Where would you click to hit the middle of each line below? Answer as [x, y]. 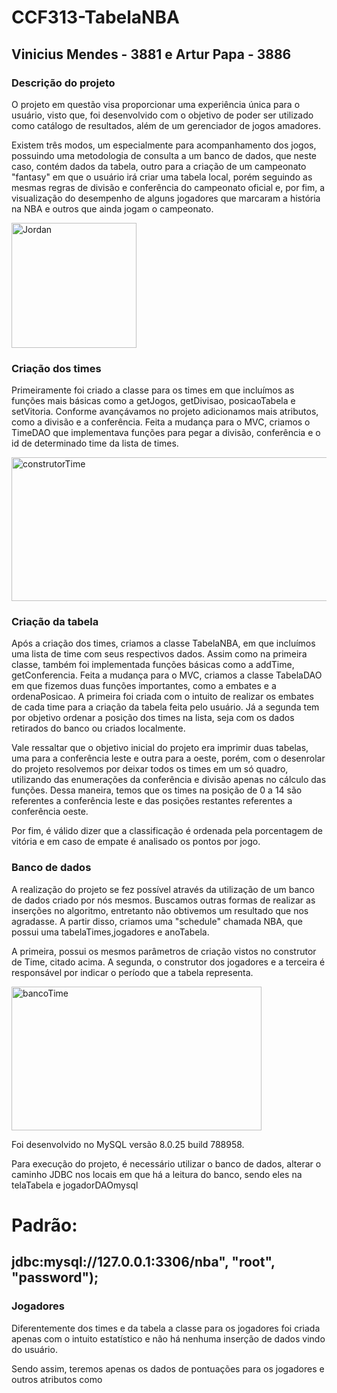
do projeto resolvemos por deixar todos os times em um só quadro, [150, 769]
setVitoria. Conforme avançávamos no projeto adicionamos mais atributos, [165, 412]
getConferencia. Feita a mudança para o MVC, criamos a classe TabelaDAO [167, 675]
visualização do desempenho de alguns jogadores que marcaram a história [166, 198]
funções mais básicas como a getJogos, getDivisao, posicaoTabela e [153, 401]
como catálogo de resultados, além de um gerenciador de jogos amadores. [166, 125]
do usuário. [34, 1349]
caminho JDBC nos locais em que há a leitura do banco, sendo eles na [157, 1174]
